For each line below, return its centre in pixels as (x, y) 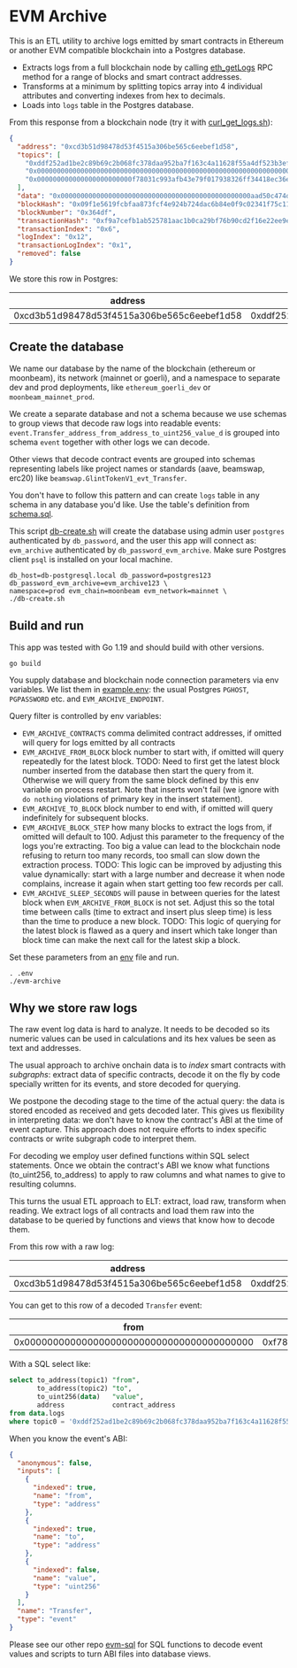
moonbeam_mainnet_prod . (52, 397)
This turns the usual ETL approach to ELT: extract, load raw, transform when (148, 1201)
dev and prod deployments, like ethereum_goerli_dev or (110, 387)
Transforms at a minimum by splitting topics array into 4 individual (142, 86)
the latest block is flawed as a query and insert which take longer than (150, 931)
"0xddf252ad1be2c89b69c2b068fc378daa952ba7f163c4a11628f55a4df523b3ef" (160, 163)
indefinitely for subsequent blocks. (85, 817)
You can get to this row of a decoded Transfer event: (106, 1305)
